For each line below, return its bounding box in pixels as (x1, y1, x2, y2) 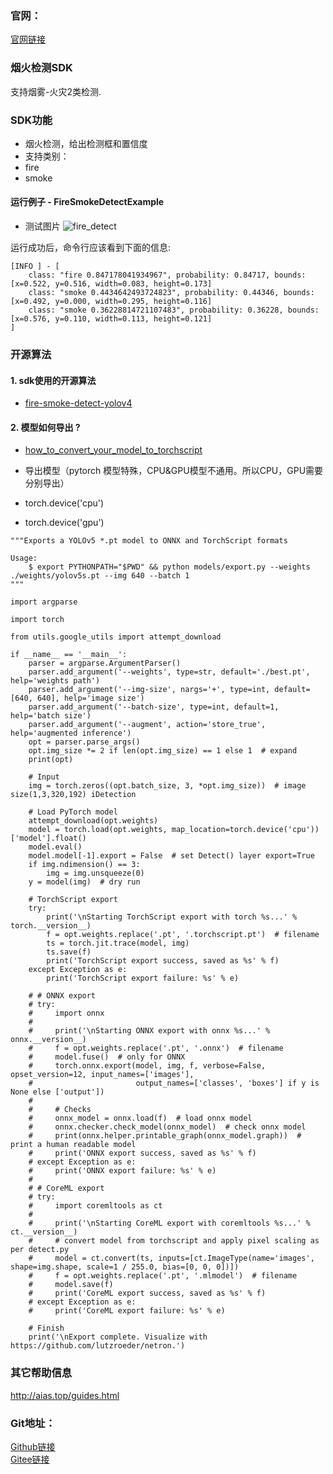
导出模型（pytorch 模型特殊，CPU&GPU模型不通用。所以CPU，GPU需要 (24, 465, 324, 477)
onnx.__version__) (10, 1035, 87, 1045)
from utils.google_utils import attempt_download (10, 632, 222, 642)
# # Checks (28, 1105, 92, 1115)
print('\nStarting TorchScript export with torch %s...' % (46, 912, 298, 922)
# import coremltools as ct (28, 1201, 163, 1211)
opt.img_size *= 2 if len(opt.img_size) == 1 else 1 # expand (28, 746, 298, 756)
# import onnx (28, 1008, 105, 1019)
